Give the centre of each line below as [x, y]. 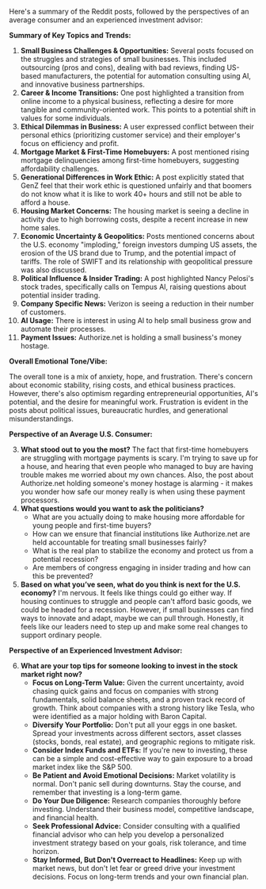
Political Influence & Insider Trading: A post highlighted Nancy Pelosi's [137, 278]
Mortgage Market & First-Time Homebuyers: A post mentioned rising [135, 152]
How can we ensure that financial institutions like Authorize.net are [141, 534]
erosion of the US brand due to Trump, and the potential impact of [128, 253]
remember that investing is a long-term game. [107, 792]
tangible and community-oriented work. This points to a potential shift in [138, 110]
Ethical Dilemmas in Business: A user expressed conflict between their [137, 127]
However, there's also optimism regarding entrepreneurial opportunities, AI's [134, 393]
